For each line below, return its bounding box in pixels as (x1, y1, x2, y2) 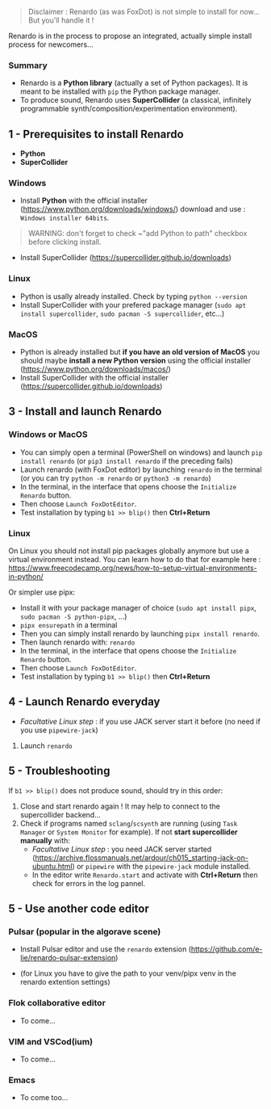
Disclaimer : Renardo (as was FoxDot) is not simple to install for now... (27, 7, 260, 16)
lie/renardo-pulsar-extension (19, 953, 116, 963)
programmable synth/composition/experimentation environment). (19, 104, 238, 114)
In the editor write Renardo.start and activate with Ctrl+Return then (31, 870, 258, 880)
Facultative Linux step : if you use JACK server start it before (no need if (19, 716, 261, 726)
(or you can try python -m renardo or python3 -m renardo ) (19, 473, 211, 483)
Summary (8, 60, 48, 71)
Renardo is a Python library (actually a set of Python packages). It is (19, 78, 248, 88)
